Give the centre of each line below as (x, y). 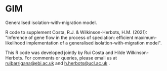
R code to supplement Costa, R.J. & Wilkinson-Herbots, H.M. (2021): (76, 32)
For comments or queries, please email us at (71, 57)
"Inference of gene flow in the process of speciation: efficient (69, 37)
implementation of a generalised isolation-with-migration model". (94, 42)
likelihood (15, 42)
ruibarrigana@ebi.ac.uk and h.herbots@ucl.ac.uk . (58, 63)
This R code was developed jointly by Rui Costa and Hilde (65, 52)
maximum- (145, 37)
